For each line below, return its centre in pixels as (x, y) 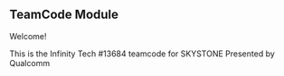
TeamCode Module (64, 15)
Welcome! (28, 36)
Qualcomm (30, 63)
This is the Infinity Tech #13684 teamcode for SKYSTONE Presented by (142, 54)
